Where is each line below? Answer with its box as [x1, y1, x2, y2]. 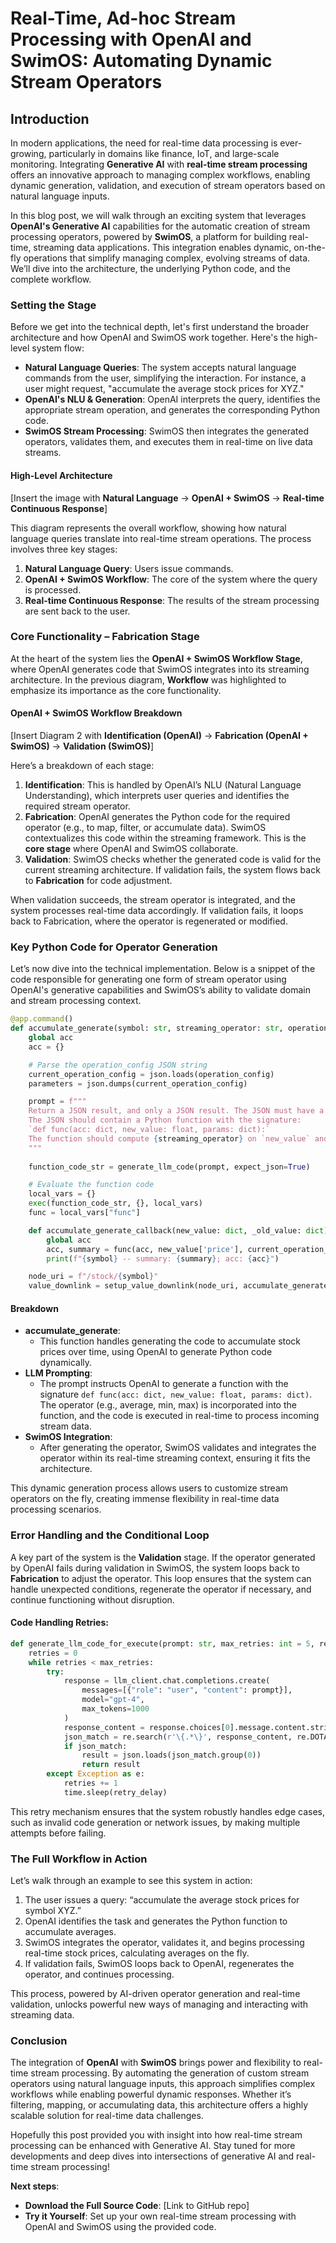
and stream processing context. [10, 995, 142, 1007]
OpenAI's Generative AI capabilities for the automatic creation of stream [10, 220, 311, 232]
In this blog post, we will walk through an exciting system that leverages [10, 210, 307, 221]
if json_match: [63, 1741, 128, 1751]
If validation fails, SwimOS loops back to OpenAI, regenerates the [24, 1958, 295, 1970]
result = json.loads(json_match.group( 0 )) [81, 1750, 262, 1761]
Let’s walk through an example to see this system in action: [10, 1875, 253, 1887]
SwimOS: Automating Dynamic [10, 50, 273, 72]
